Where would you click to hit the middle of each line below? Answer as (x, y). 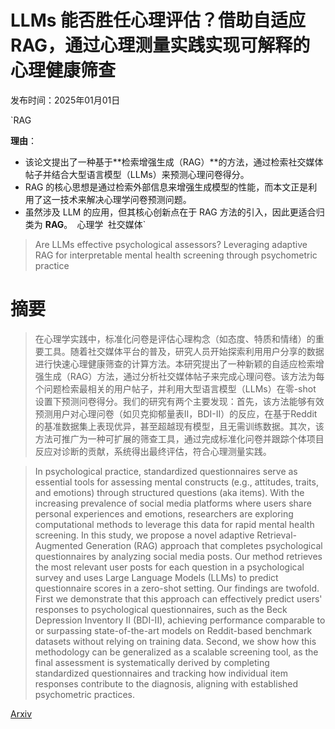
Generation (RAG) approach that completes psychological (204, 545)
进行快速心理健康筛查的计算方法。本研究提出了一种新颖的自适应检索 (175, 363)
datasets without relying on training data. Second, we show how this (175, 641)
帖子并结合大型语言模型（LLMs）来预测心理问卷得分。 (137, 174)
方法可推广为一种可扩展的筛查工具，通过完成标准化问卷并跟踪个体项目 (179, 438)
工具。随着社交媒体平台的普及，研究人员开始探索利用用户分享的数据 (184, 351)
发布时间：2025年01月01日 (65, 100)
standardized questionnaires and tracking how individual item (161, 673)
